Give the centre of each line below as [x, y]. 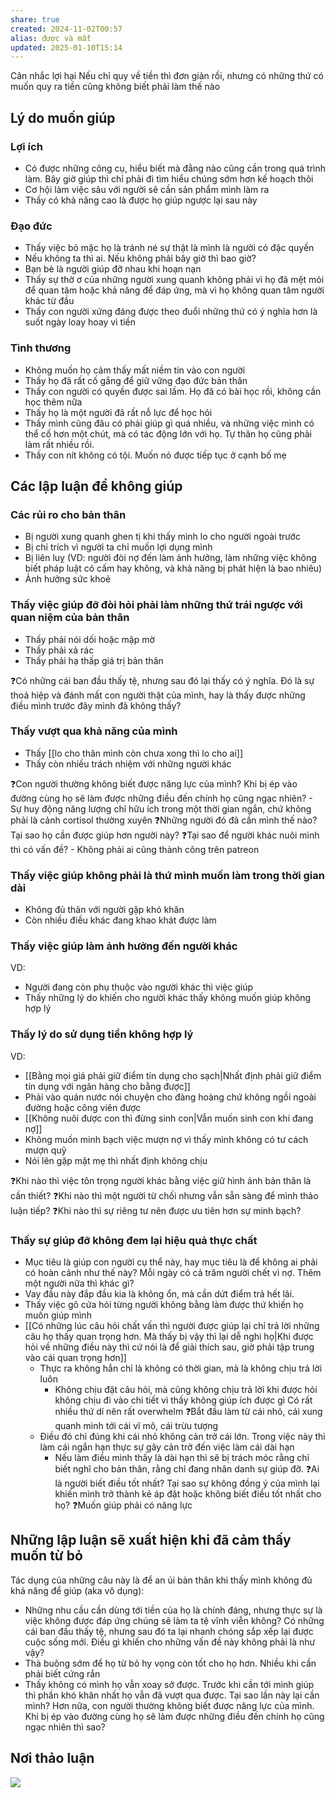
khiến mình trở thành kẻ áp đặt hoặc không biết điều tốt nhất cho [188, 1494]
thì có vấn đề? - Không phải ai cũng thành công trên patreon [135, 849]
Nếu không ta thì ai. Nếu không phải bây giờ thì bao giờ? [140, 258]
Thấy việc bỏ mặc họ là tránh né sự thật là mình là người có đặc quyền [169, 248]
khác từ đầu [49, 301]
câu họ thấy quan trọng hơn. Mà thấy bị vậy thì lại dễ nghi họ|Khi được [169, 1336]
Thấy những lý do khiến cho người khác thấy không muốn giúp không [168, 998]
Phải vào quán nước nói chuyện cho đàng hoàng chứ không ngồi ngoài [170, 1097]
